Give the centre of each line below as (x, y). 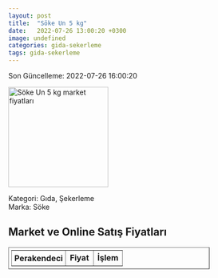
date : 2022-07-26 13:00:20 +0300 (67, 30)
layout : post (30, 16)
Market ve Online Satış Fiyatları (88, 232)
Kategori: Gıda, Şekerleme (52, 198)
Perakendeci (39, 258)
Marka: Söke (29, 207)
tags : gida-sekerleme (44, 53)
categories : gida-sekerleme (55, 46)
